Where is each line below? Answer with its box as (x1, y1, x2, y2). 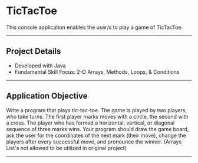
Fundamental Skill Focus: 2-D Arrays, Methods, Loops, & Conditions (14, 68, 180, 75)
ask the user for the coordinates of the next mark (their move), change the (6, 132, 187, 139)
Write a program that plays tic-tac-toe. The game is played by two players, (6, 106, 187, 113)
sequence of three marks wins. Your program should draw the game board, (6, 125, 189, 132)
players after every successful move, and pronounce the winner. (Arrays (6, 138, 182, 145)
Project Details (6, 46, 61, 57)
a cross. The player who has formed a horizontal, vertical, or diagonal (6, 119, 175, 126)
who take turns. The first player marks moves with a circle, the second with (6, 113, 189, 120)
